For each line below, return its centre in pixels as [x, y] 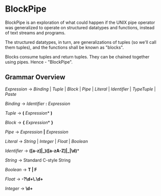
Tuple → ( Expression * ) [29, 113]
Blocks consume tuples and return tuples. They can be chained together [77, 56]
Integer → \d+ [19, 188]
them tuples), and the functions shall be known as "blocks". [64, 47]
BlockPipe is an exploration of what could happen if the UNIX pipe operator [80, 22]
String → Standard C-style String [38, 160]
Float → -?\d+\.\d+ [24, 179]
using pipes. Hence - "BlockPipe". [39, 62]
